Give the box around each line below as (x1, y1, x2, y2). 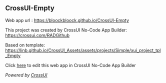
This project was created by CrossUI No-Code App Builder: (5, 27, 127, 33)
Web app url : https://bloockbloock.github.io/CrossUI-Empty (5, 17, 129, 23)
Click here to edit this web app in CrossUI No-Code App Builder (5, 62, 136, 68)
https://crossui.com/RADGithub (5, 32, 70, 38)
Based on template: (5, 42, 45, 48)
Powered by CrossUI (5, 72, 47, 78)
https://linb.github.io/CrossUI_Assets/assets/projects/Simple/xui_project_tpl (5, 47, 161, 53)
